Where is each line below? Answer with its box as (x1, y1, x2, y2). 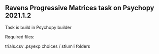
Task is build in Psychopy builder (5, 24, 72, 30)
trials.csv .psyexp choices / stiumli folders (5, 43, 90, 49)
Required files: (5, 34, 34, 39)
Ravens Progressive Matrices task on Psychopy (5, 4, 154, 12)
